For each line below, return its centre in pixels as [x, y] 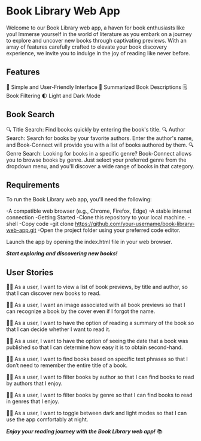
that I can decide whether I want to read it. [58, 329]
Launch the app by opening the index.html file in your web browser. [89, 242]
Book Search [31, 114]
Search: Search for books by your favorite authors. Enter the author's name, [100, 138]
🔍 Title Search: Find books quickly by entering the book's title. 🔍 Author [96, 129]
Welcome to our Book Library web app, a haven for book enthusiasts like [96, 28]
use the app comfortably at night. [47, 419]
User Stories [30, 272]
